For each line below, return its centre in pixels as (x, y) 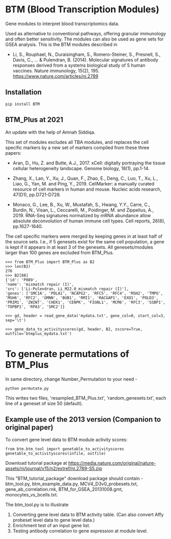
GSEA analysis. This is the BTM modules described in (61, 44)
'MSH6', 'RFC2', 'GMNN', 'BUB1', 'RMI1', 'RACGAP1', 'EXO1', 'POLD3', (82, 298)
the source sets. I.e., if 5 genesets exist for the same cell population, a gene (85, 241)
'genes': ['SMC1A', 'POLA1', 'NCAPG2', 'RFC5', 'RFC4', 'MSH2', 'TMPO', (84, 293)
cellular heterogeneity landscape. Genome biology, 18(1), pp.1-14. (81, 168)
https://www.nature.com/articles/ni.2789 (55, 76)
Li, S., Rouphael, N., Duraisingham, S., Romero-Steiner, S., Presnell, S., (87, 54)
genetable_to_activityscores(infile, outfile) (56, 454)
